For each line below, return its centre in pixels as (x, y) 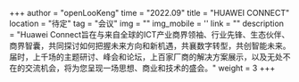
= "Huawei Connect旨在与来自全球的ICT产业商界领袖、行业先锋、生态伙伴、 (149, 34)
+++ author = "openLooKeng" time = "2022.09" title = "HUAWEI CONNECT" (149, 13)
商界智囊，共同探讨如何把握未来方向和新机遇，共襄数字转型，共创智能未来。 (150, 45)
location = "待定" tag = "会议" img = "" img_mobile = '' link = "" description (146, 23)
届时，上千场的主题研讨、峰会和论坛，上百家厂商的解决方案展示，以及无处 (146, 57)
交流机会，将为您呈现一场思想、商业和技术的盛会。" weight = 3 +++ (150, 68)
